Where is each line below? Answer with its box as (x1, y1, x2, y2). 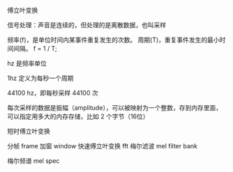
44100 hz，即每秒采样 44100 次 (7, 89, 99, 97)
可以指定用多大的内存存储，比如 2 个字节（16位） (7, 112, 149, 120)
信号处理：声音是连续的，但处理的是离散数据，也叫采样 (7, 21, 166, 29)
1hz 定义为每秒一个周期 (7, 74, 74, 82)
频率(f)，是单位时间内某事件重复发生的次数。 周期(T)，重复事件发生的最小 (7, 36, 220, 44)
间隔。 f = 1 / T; (13, 45, 57, 52)
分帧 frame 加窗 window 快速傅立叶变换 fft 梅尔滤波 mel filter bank (7, 142, 197, 150)
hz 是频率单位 (7, 59, 47, 68)
